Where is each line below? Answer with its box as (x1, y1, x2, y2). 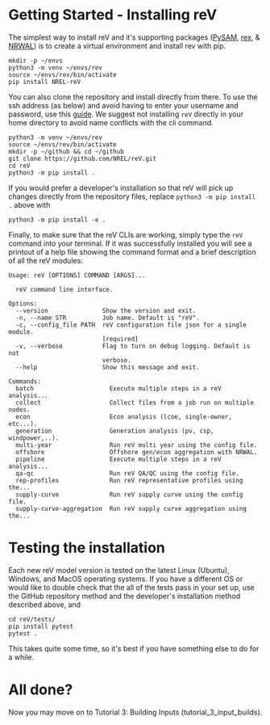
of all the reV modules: (8, 255, 83, 265)
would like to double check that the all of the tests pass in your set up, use (8, 582, 255, 592)
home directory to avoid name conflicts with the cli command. (8, 117, 214, 127)
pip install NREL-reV (8, 78, 81, 86)
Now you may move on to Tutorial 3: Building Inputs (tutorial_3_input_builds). (8, 707, 263, 717)
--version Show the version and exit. (15, 306, 197, 314)
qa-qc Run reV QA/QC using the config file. (15, 469, 240, 478)
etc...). (8, 419, 38, 428)
